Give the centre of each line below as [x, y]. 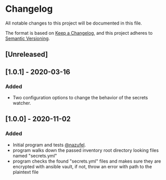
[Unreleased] [27, 54]
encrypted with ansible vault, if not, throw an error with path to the [82, 166]
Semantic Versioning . [27, 38]
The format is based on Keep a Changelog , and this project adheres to [79, 33]
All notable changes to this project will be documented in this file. [74, 23]
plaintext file [26, 172]
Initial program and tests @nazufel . [49, 145]
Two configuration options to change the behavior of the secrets [80, 98]
